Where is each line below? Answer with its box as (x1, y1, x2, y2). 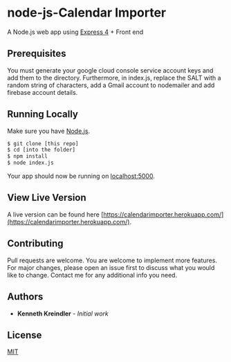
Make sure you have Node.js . (7, 127, 91, 135)
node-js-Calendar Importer (7, 5, 167, 21)
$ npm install (7, 153, 48, 160)
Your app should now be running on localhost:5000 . (7, 172, 156, 181)
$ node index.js (7, 159, 54, 167)
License (7, 329, 42, 341)
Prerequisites (7, 48, 66, 60)
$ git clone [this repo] (7, 140, 79, 147)
